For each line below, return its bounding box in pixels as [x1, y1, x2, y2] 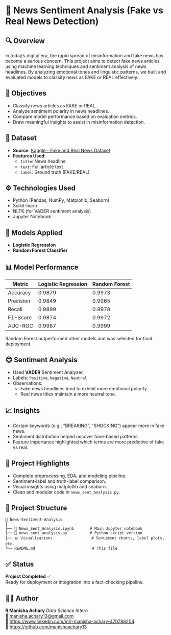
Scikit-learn [12, 203, 37, 209]
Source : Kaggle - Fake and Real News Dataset [12, 147, 111, 153]
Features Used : [12, 153, 46, 159]
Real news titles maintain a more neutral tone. [20, 391, 116, 397]
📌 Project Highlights [5, 459, 70, 468]
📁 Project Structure [5, 503, 67, 512]
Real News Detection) [5, 15, 99, 27]
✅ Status [5, 559, 34, 569]
